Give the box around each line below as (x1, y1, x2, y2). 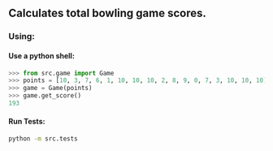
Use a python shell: (8, 50, 76, 60)
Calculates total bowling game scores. (8, 6, 207, 20)
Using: (8, 31, 35, 42)
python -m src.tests (8, 135, 79, 143)
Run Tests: (8, 117, 45, 127)
